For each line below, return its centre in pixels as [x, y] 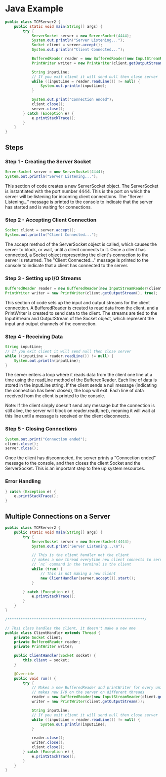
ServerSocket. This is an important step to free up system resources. [75, 468]
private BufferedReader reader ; [47, 642]
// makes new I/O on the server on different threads [88, 692]
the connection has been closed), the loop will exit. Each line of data [75, 391]
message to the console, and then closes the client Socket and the [73, 463]
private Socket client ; [39, 637]
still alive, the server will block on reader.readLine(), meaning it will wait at [80, 411]
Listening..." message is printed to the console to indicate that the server [79, 202]
